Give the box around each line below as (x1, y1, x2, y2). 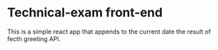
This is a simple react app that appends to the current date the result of (7, 27, 211, 36)
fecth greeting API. (7, 34, 61, 42)
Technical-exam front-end (7, 5, 163, 21)
